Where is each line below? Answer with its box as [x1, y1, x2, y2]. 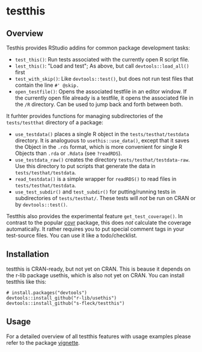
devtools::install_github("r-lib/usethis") [6, 295, 117, 301]
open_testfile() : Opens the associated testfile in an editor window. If [14, 88, 187, 95]
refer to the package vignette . [6, 339, 80, 346]
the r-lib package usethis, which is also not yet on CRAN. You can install [6, 271, 185, 278]
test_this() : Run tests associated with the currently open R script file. [14, 56, 189, 63]
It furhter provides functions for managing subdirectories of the [6, 113, 164, 119]
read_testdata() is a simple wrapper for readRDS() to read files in [14, 175, 177, 182]
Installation [6, 249, 49, 260]
